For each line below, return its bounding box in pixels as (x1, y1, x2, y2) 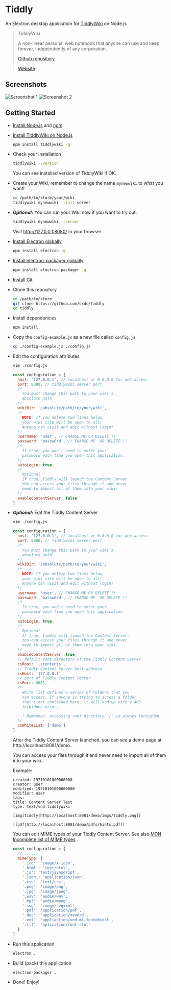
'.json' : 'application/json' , (22, 875, 86, 880)
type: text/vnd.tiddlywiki (12, 804, 70, 809)
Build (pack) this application (12, 960, 71, 966)
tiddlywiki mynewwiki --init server (12, 200, 91, 205)
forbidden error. (22, 704, 59, 709)
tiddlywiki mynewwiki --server (12, 219, 80, 225)
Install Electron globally (12, 238, 62, 244)
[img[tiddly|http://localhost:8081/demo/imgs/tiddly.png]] (12, 813, 141, 819)
